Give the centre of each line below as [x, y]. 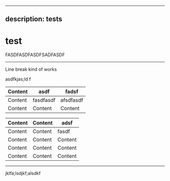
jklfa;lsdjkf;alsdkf [23, 173]
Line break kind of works [31, 69]
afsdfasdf [72, 100]
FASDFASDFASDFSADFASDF [35, 55]
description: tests [34, 19]
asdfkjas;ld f [18, 79]
